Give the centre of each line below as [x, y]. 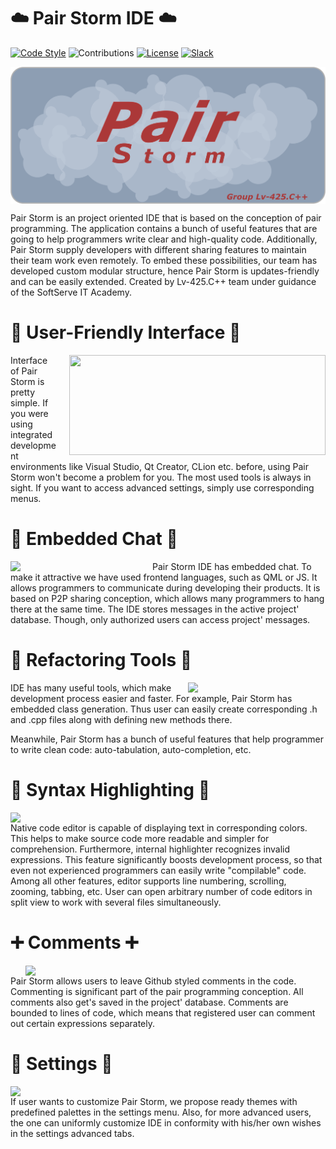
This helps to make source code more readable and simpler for [140, 838]
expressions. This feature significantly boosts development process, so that [166, 859]
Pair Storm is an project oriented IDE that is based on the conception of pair [166, 218]
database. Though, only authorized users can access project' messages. [160, 620]
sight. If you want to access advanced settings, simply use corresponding [162, 488]
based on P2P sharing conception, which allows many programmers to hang [167, 599]
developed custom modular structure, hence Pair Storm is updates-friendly [165, 271]
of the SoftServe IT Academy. [71, 292]
